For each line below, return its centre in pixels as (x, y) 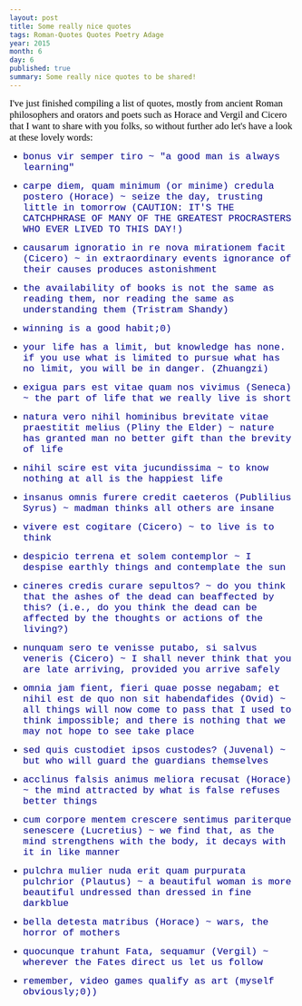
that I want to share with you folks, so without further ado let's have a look (151, 126)
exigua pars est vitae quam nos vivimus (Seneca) (157, 387)
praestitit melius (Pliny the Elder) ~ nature (148, 428)
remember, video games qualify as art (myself (148, 981)
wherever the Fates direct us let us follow (142, 962)
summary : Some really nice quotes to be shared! (103, 77)
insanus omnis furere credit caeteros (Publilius (157, 498)
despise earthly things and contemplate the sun (154, 567)
